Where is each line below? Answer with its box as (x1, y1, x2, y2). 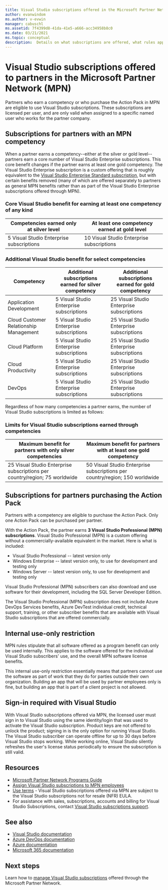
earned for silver (60, 281, 101, 288)
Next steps (5, 861, 40, 870)
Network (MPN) (5, 83, 71, 94)
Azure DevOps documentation (12, 836, 75, 842)
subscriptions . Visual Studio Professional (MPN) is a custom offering (5, 532, 147, 538)
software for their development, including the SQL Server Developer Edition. (5, 589, 162, 595)
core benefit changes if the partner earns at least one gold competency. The (5, 161, 163, 168)
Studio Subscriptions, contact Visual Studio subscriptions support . (12, 803, 149, 809)
